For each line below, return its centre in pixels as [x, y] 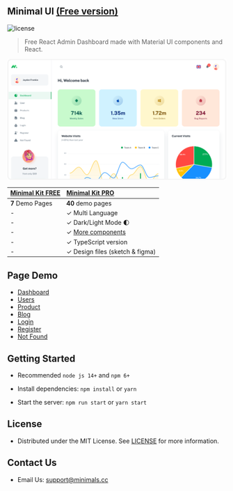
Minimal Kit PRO [90, 193]
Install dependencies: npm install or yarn [77, 389]
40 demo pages [89, 203]
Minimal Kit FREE [35, 193]
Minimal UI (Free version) [63, 11]
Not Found [32, 336]
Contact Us [32, 463]
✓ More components [96, 232]
